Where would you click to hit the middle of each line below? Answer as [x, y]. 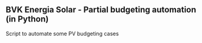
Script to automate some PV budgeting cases [62, 33]
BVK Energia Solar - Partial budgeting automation [101, 10]
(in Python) [27, 19]
